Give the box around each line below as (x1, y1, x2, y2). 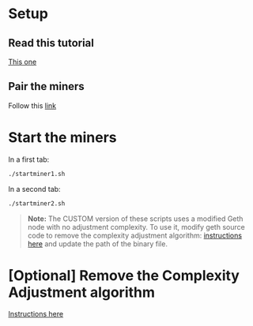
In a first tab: (8, 155, 50, 164)
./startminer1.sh (8, 170, 66, 178)
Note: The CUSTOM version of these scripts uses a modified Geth (27, 214, 244, 223)
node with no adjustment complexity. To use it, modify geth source (27, 222, 245, 231)
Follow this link (8, 100, 57, 111)
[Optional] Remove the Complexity (8, 266, 240, 284)
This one (8, 57, 37, 66)
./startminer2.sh (8, 199, 66, 208)
